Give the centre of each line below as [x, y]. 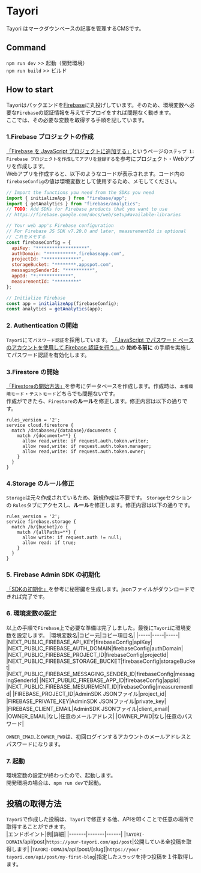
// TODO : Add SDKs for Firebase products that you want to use [87, 209]
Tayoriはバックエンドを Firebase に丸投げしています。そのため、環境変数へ [98, 105]
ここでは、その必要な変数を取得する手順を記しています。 [77, 120]
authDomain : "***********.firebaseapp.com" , [68, 253]
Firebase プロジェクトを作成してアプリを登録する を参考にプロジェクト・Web [95, 159]
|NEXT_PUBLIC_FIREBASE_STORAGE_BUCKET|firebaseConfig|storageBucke [101, 661]
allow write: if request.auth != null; [72, 538]
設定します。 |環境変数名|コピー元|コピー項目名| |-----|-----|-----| [98, 635]
